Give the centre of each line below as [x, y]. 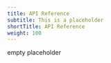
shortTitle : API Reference [46, 26]
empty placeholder [34, 53]
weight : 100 [24, 33]
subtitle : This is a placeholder [55, 20]
